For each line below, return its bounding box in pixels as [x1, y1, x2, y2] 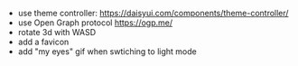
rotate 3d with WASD [17, 27, 97, 37]
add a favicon [17, 36, 70, 47]
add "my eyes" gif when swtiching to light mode [17, 46, 197, 57]
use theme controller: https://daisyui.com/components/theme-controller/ [17, 8, 289, 18]
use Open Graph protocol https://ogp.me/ [17, 17, 173, 28]
